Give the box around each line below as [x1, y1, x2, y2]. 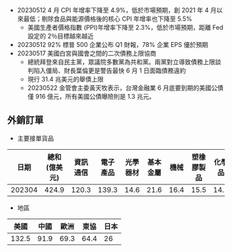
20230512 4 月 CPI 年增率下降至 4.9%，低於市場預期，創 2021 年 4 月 [17, 6, 217, 14]
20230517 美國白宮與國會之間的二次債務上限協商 [17, 49, 157, 57]
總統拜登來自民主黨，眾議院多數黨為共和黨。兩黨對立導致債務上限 [27, 58, 215, 66]
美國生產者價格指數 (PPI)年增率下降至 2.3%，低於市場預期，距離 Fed [27, 23, 224, 31]
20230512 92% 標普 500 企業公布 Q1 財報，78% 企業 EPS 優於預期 [17, 41, 209, 48]
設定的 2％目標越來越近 [27, 32, 95, 40]
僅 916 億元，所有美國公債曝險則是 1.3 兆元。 [27, 93, 155, 100]
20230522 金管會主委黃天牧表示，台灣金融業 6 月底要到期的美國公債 [27, 84, 224, 92]
